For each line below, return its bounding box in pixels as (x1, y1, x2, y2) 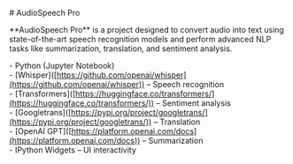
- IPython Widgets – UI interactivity (9, 145, 137, 155)
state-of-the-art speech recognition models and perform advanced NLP (9, 34, 272, 44)
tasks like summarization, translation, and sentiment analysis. (9, 43, 233, 54)
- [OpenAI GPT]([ (9, 126, 73, 136)
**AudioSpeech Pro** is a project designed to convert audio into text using (9, 25, 285, 34)
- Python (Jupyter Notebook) (9, 61, 115, 71)
